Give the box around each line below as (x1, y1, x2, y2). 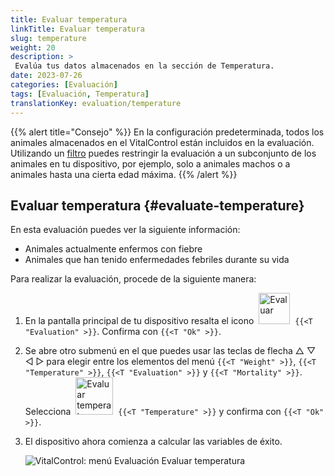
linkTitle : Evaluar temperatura (10, 24, 145, 34)
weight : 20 (10, 42, 56, 53)
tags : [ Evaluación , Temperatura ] (10, 89, 150, 99)
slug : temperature (10, 33, 87, 43)
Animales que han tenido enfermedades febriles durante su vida (24, 254, 290, 266)
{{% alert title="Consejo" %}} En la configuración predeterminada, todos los (10, 126, 325, 138)
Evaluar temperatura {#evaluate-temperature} (10, 197, 305, 214)
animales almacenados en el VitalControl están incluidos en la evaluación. (10, 136, 315, 148)
